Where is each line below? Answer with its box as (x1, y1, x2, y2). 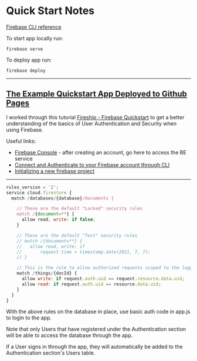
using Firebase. (6, 126, 43, 133)
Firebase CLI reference (6, 23, 62, 30)
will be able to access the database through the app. (6, 332, 133, 339)
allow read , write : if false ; (21, 216, 96, 223)
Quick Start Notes (6, 4, 95, 18)
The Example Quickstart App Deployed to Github (6, 89, 188, 99)
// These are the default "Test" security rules (16, 232, 138, 238)
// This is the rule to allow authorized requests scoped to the (16, 265, 180, 271)
